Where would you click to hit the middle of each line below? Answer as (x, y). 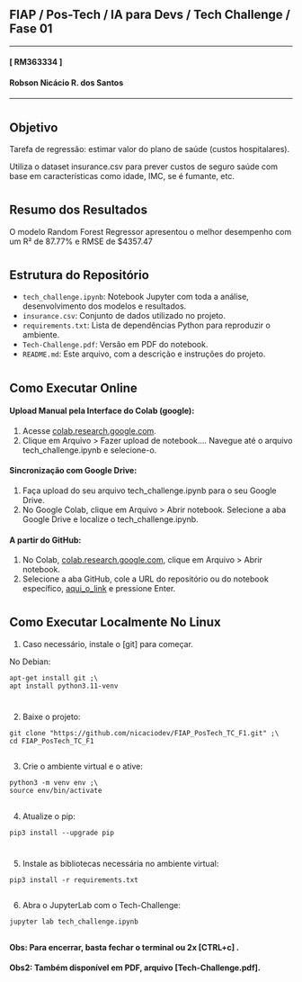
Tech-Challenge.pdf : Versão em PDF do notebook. (115, 345)
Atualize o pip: (49, 816)
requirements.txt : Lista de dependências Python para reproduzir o (147, 325)
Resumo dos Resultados (79, 210)
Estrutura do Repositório (80, 275)
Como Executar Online (73, 387)
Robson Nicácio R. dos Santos (67, 83)
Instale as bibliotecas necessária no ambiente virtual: (120, 864)
